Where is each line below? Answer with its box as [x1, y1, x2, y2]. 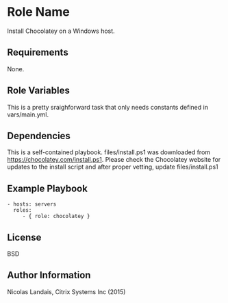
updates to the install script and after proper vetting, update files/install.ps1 [7, 162, 219, 171]
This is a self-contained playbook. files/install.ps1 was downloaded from [7, 148, 211, 156]
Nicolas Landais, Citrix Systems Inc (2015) [7, 287, 126, 295]
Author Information [7, 269, 91, 281]
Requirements [7, 47, 68, 58]
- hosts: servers [7, 201, 57, 208]
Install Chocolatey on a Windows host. [7, 27, 115, 35]
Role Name [7, 4, 70, 20]
